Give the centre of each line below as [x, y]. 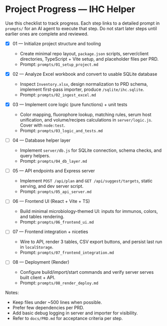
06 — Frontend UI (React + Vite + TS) [51, 201]
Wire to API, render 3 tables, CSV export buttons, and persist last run [91, 242]
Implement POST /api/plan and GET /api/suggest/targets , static [86, 181]
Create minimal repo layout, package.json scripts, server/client [84, 53]
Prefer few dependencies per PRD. [48, 308]
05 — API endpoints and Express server [54, 171]
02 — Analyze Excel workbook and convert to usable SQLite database [85, 74]
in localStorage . [37, 247]
